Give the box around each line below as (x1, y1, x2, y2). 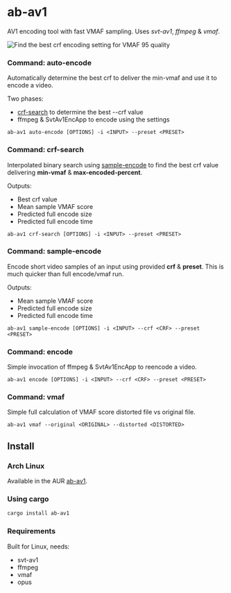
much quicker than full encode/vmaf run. (7, 269, 124, 278)
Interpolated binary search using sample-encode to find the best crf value (7, 160, 219, 169)
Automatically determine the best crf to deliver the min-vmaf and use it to (7, 74, 217, 82)
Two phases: (7, 94, 44, 103)
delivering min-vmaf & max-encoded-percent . (7, 168, 143, 176)
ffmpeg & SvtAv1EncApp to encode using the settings (17, 115, 170, 124)
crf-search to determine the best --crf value (17, 108, 144, 117)
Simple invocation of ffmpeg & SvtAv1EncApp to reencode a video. (7, 362, 198, 371)
